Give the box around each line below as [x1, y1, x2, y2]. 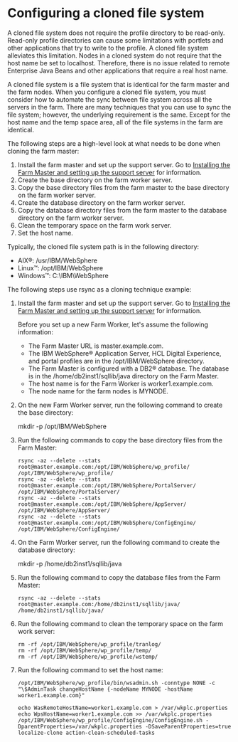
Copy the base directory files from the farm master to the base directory [17, 183, 229, 191]
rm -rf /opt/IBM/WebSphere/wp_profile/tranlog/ [17, 640, 161, 648]
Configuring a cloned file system [7, 5, 205, 21]
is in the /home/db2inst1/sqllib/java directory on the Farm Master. [28, 371, 219, 380]
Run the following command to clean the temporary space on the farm [17, 619, 224, 627]
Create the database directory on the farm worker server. [17, 198, 186, 207]
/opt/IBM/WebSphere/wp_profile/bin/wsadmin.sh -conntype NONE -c [17, 679, 215, 687]
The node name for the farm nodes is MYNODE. [28, 386, 169, 396]
